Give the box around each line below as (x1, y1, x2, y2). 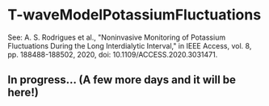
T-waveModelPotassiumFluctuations (7, 6, 262, 24)
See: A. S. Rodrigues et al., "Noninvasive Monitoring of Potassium (7, 32, 226, 42)
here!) (7, 86, 40, 100)
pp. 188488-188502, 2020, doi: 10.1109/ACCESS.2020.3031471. (7, 49, 218, 59)
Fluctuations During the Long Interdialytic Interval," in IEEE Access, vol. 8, (7, 40, 252, 50)
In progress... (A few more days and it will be (7, 73, 236, 87)
